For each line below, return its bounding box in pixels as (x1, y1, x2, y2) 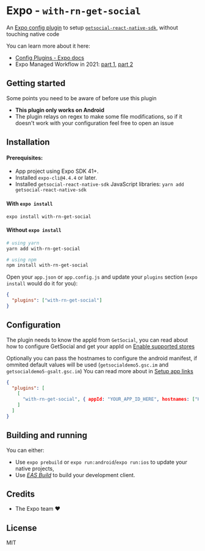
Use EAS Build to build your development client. (15, 471, 135, 478)
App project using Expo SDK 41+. (15, 167, 99, 175)
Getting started (6, 78, 66, 89)
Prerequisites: (6, 154, 43, 161)
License (6, 523, 37, 533)
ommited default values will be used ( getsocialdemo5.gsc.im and (6, 361, 169, 368)
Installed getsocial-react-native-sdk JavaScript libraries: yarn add (15, 181, 184, 188)
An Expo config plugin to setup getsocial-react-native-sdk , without (6, 24, 178, 31)
